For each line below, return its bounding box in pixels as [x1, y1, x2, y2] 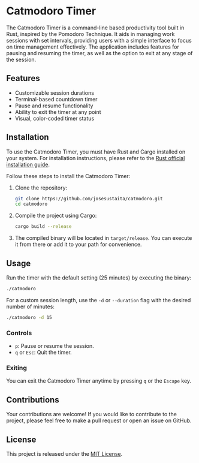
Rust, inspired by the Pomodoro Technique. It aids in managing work [6, 30, 175, 37]
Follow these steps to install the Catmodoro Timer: [6, 172, 131, 179]
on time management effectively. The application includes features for [6, 43, 180, 50]
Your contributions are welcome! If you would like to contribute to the [6, 411, 177, 418]
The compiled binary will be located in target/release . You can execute [14, 234, 192, 242]
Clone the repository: [14, 184, 68, 191]
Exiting [6, 363, 27, 372]
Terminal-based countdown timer [14, 95, 98, 103]
